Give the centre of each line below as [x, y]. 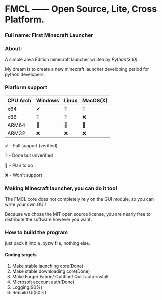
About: [14, 49]
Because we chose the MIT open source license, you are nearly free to [78, 214]
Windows [48, 100]
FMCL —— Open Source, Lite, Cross [81, 9]
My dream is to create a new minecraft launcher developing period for [77, 69]
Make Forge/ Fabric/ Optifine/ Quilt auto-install [60, 276]
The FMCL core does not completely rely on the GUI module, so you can [80, 199]
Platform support [26, 87]
